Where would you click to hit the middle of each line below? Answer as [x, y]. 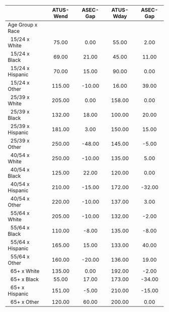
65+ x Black [25, 279]
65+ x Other [25, 302]
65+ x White [25, 271]
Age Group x [23, 25]
